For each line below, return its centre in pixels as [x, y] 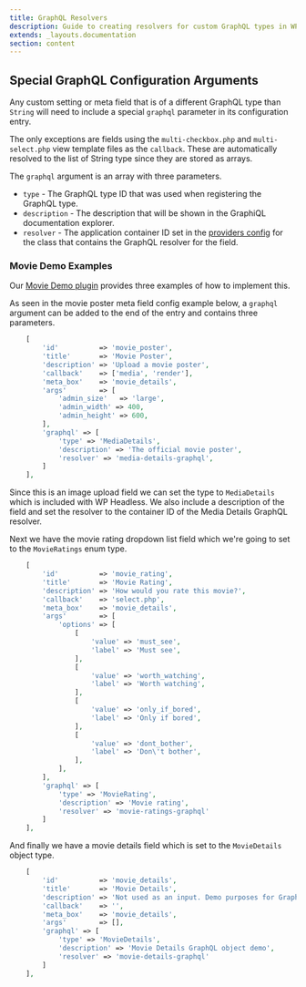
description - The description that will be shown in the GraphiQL [144, 213]
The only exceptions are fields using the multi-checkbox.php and [131, 139]
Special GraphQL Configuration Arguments [134, 80]
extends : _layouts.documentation [73, 35]
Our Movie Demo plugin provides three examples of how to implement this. [150, 286]
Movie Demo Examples [61, 265]
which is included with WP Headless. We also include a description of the [147, 502]
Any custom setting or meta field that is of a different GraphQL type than [145, 102]
